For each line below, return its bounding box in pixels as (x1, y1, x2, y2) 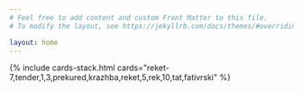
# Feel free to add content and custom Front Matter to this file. (9, 13, 269, 23)
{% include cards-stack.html (9, 62, 115, 73)
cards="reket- (116, 62, 170, 73)
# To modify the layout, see (9, 22, 119, 31)
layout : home (9, 38, 59, 47)
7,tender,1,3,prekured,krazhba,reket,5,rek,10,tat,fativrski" (9, 72, 218, 83)
